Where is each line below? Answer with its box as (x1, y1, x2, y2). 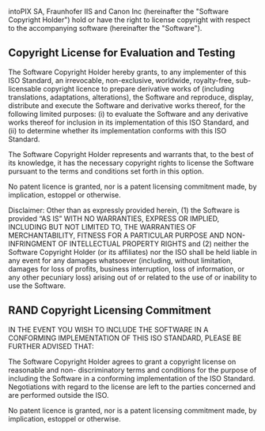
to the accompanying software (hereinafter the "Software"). (8, 24, 203, 32)
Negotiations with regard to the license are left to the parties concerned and (8, 382, 256, 392)
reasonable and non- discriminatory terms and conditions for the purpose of (8, 365, 257, 374)
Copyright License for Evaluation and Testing (8, 47, 236, 60)
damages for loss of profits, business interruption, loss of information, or (8, 264, 245, 273)
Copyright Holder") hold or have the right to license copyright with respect (8, 15, 251, 24)
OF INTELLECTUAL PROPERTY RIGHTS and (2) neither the (58, 238, 249, 248)
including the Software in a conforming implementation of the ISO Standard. (8, 373, 256, 383)
